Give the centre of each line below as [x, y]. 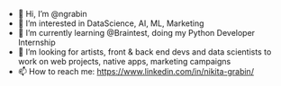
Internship [36, 42]
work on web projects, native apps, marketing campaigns [124, 61]
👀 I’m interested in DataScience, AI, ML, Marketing [111, 23]
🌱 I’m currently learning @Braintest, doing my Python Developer [136, 33]
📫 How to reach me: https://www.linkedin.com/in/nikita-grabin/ [136, 71]
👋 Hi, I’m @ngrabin [52, 14]
